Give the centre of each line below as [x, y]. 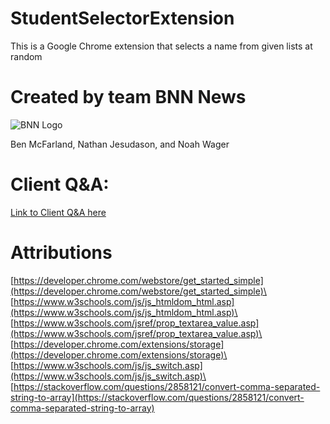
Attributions [61, 253]
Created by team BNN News [128, 97]
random [26, 56]
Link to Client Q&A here [58, 212]
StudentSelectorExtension [122, 18]
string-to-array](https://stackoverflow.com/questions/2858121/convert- [157, 397]
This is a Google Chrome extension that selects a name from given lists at [161, 46]
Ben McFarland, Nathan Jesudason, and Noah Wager [120, 144]
